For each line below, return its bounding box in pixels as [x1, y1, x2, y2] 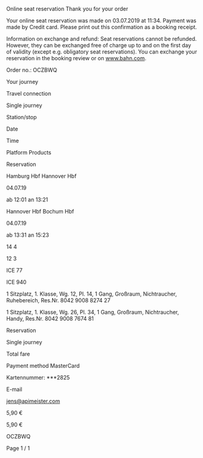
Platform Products [6, 149, 52, 156]
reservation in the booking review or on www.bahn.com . [6, 55, 147, 61]
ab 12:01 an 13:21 [6, 196, 48, 203]
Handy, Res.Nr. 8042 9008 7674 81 [6, 315, 94, 322]
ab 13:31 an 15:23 [6, 231, 50, 238]
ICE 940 [6, 279, 27, 285]
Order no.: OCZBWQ [6, 66, 58, 74]
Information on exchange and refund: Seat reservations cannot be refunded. [6, 35, 197, 42]
